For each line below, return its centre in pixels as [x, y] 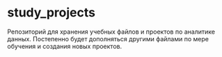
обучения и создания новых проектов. [65, 46]
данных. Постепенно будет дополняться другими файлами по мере [108, 38]
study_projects [51, 13]
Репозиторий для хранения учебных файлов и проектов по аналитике [111, 32]
